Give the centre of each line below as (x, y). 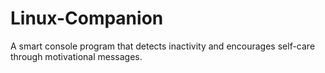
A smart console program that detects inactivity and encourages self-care (163, 46)
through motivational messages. (76, 56)
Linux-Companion (87, 18)
